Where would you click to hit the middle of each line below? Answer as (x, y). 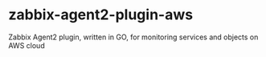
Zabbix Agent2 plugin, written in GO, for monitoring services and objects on (133, 37)
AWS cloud (27, 45)
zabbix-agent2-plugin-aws (101, 15)
